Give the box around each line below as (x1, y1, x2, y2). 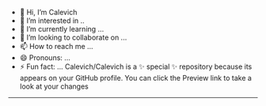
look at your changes (19, 81, 89, 91)
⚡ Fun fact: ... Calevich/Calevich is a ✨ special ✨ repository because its (19, 62, 253, 71)
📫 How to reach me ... (19, 42, 93, 51)
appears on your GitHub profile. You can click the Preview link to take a (19, 74, 252, 82)
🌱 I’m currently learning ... (19, 25, 104, 33)
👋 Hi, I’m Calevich (19, 8, 78, 17)
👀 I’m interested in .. (19, 16, 85, 25)
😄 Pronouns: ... (19, 53, 71, 62)
